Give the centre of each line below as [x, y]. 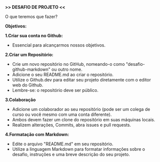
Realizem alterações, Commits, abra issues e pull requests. [71, 125]
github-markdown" [31, 69]
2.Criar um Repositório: [29, 54]
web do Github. [28, 85]
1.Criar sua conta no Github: [34, 36]
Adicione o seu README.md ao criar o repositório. [63, 75]
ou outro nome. [67, 69]
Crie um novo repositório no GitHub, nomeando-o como [69, 64]
